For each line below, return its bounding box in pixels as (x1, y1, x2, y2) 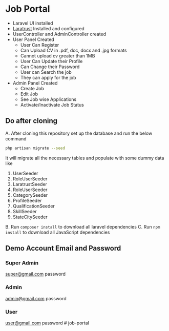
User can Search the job (20, 69, 72, 75)
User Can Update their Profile (20, 58, 83, 64)
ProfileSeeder (12, 197, 42, 203)
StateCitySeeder (12, 214, 48, 220)
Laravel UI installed (12, 20, 53, 26)
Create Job (20, 85, 45, 91)
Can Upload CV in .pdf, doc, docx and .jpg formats (20, 47, 127, 53)
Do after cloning (5, 116, 58, 126)
